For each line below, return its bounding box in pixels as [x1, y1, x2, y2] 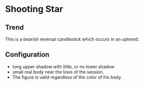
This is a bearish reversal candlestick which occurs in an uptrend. [5, 36, 140, 42]
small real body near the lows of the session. [12, 69, 104, 75]
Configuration [5, 50, 50, 59]
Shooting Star [5, 3, 64, 15]
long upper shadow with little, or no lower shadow [12, 63, 115, 70]
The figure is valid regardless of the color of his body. [12, 74, 123, 80]
